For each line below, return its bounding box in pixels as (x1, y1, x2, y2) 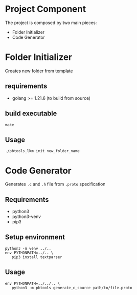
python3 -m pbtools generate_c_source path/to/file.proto (11, 285, 133, 290)
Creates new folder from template (5, 68, 73, 74)
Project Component (5, 3, 86, 15)
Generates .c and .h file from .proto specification (5, 181, 106, 187)
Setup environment (5, 233, 65, 241)
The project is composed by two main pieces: (5, 20, 97, 26)
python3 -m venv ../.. (5, 246, 51, 251)
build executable (5, 109, 57, 118)
